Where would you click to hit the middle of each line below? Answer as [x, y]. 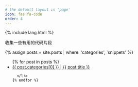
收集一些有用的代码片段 [28, 43]
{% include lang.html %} [29, 33]
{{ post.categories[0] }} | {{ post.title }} [51, 67]
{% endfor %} [25, 80]
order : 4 [14, 19]
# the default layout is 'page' [38, 10]
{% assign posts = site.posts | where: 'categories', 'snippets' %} [69, 52]
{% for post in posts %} [36, 62]
